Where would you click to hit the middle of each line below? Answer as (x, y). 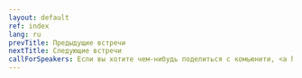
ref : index (29, 26)
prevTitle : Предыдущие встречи (67, 43)
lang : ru (25, 34)
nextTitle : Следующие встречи (65, 51)
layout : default (39, 17)
